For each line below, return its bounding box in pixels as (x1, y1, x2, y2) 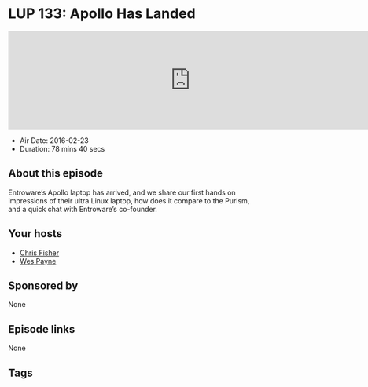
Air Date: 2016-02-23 (19, 135, 89, 145)
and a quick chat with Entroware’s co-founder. (8, 204, 157, 214)
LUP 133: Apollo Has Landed (8, 5, 196, 23)
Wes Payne (19, 256, 57, 265)
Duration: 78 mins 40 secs (19, 144, 105, 153)
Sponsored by (8, 279, 79, 292)
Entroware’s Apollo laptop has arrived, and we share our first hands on (8, 188, 236, 197)
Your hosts (8, 227, 63, 240)
